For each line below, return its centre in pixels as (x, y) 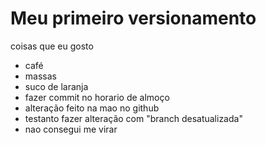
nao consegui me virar (71, 129)
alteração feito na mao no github (92, 108)
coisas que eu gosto (52, 46)
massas (40, 76)
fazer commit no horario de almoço (97, 97)
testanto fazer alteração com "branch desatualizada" (133, 118)
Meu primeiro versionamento (133, 18)
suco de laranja (56, 86)
